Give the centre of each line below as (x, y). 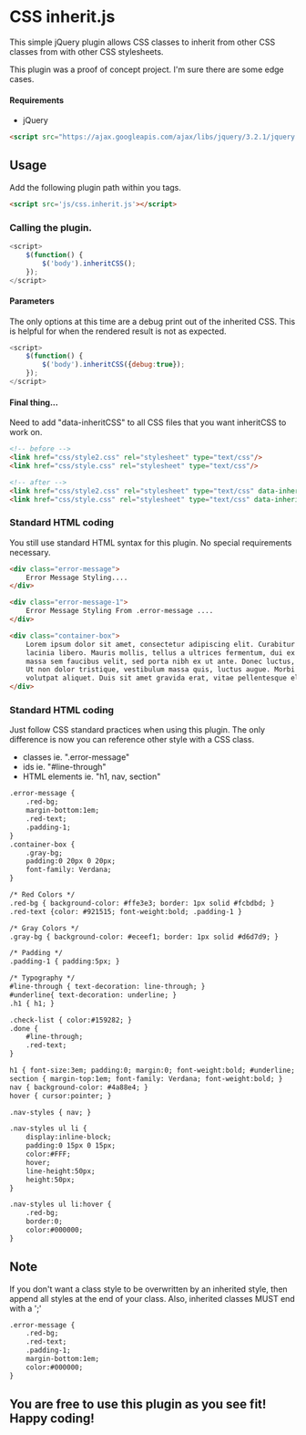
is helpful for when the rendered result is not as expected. (118, 331)
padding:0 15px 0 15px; (71, 1146)
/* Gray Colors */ (44, 928)
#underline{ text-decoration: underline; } (93, 995)
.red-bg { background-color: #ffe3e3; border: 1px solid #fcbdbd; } (142, 903)
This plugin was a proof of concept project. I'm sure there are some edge (147, 69)
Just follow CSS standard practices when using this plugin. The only (138, 730)
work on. (26, 432)
